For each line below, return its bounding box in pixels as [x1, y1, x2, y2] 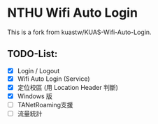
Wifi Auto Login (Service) [17, 75, 90, 83]
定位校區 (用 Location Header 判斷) [17, 83, 119, 91]
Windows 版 [17, 92, 52, 100]
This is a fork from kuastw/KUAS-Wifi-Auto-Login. [7, 28, 152, 36]
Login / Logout [17, 66, 60, 75]
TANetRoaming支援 [17, 101, 73, 109]
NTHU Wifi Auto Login [7, 5, 138, 21]
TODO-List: [7, 48, 58, 60]
